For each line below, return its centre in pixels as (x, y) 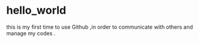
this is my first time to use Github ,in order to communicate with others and (99, 27)
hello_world (36, 10)
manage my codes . (31, 33)
